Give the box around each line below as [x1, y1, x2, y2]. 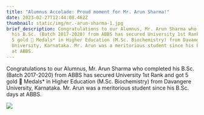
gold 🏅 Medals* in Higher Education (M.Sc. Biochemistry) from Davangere [6, 77, 192, 85]
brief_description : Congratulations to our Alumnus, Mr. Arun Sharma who [6, 25, 197, 32]
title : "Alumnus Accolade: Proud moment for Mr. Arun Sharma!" [6, 8, 170, 15]
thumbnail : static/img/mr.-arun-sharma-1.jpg [6, 20, 123, 26]
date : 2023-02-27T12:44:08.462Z [6, 15, 88, 21]
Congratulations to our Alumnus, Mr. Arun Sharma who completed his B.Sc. [6, 65, 195, 72]
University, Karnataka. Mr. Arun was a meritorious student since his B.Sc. [6, 84, 189, 91]
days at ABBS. [6, 90, 42, 97]
